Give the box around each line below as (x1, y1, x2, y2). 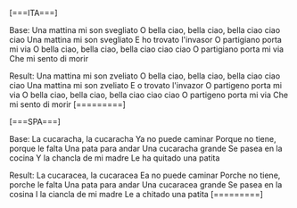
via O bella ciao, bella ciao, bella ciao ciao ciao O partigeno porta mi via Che (9, 89, 288, 100)
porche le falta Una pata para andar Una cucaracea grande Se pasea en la (9, 179, 283, 190)
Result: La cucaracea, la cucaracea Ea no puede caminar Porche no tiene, (9, 170, 281, 180)
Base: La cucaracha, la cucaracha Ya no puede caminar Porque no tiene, (9, 134, 276, 144)
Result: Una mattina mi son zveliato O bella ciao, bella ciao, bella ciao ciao (9, 71, 281, 81)
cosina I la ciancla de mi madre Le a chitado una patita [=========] (9, 189, 263, 199)
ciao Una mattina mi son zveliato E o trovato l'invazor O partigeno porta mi (9, 80, 283, 90)
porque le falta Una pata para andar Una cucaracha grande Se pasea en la (9, 143, 283, 154)
